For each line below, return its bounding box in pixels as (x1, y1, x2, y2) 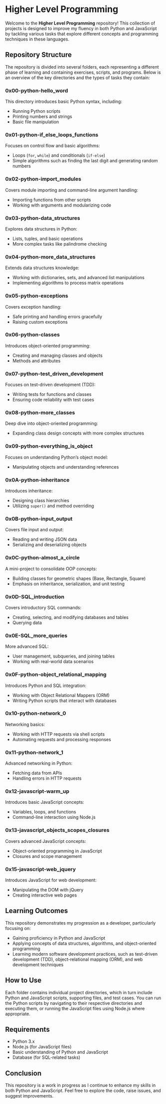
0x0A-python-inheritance (5, 476, 70, 483)
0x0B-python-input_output (5, 515, 73, 522)
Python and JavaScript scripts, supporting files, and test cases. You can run (5, 995, 161, 1001)
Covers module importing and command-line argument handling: (5, 187, 139, 193)
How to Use (5, 976, 42, 985)
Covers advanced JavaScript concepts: (5, 838, 86, 844)
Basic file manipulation (12, 119, 59, 125)
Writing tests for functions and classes (12, 391, 92, 397)
